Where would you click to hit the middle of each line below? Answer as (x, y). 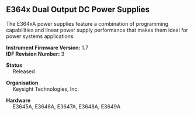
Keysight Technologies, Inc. (46, 89)
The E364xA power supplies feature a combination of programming (87, 23)
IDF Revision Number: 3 (35, 54)
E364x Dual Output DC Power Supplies (78, 10)
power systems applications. (40, 36)
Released (24, 71)
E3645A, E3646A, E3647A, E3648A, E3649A (67, 106)
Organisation (22, 83)
